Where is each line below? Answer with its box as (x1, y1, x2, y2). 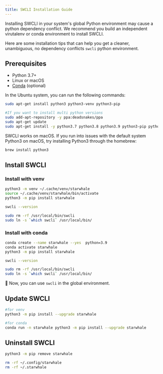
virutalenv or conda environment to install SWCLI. (5, 31, 104, 37)
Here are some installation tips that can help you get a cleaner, (5, 40, 130, 46)
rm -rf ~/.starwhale (5, 365, 47, 370)
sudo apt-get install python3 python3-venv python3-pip (5, 102, 120, 107)
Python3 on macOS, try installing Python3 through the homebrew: (5, 138, 137, 144)
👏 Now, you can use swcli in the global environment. (5, 280, 110, 286)
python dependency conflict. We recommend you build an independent (5, 25, 147, 32)
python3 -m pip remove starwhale (5, 352, 73, 356)
